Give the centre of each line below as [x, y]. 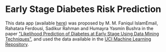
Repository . [17, 44]
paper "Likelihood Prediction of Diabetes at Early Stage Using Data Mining [82, 33]
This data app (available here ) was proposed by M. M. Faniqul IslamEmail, [82, 23]
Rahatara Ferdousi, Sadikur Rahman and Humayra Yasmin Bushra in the [79, 28]
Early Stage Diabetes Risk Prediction [83, 9]
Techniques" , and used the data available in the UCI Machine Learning [78, 39]
